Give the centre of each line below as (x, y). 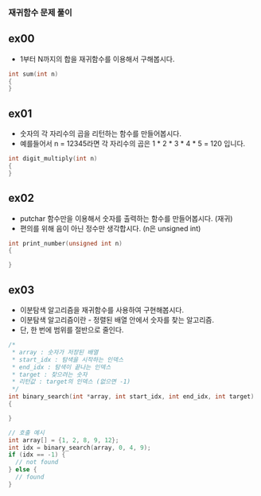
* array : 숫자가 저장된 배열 (55, 352)
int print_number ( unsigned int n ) (66, 243)
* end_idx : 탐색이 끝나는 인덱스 (61, 367)
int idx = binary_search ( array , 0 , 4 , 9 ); (80, 448)
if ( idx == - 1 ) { (37, 455)
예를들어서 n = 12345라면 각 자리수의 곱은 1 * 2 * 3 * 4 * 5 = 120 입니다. (132, 144)
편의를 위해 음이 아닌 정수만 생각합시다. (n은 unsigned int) (110, 228)
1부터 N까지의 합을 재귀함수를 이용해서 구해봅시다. (97, 59)
